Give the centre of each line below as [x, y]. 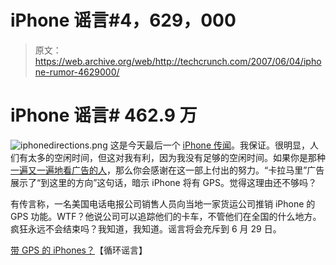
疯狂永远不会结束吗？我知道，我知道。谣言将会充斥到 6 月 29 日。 [146, 228]
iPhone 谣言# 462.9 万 [104, 115]
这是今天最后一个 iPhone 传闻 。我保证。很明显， [209, 145]
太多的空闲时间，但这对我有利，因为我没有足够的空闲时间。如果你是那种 [176, 157]
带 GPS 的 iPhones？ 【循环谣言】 [79, 250]
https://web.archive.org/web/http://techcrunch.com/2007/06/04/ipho [178, 61]
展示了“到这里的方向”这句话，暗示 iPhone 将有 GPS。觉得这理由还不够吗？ [163, 182]
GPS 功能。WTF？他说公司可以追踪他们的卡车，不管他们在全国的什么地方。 [166, 216]
